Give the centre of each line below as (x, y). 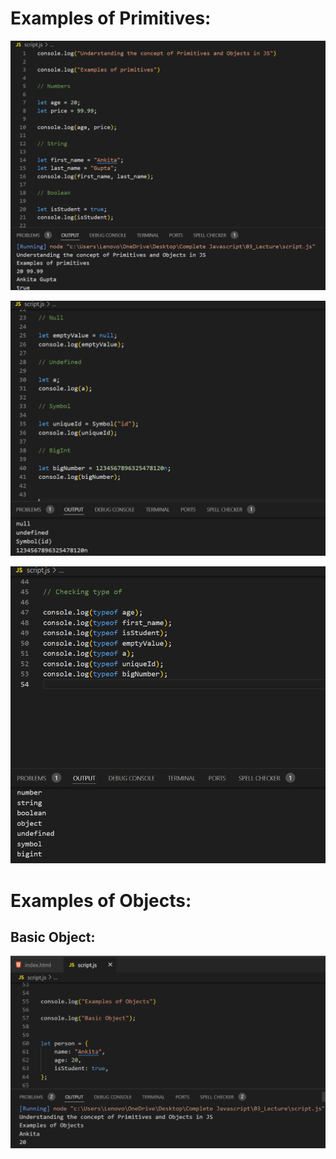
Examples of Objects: (101, 900)
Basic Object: (53, 937)
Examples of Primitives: (111, 18)
